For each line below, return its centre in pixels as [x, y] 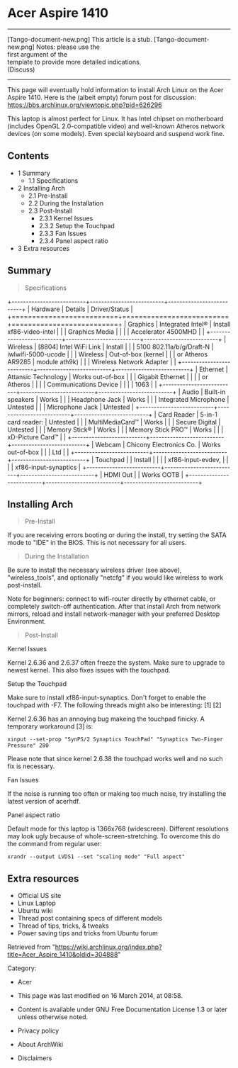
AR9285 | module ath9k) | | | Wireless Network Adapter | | [92, 361]
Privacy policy [38, 1031]
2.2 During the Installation [66, 203]
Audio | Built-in [204, 392]
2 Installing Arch [41, 188]
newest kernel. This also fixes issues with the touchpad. [89, 670]
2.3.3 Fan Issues [63, 233]
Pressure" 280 [28, 746]
